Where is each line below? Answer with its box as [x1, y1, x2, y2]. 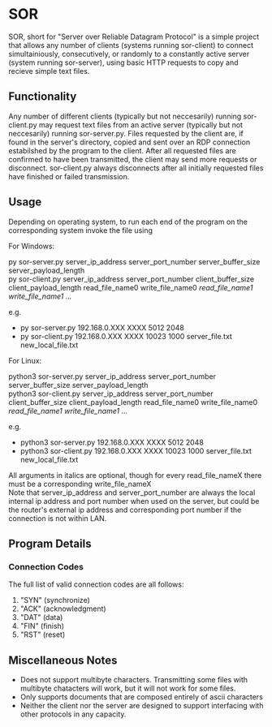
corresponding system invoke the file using [8, 225, 153, 235]
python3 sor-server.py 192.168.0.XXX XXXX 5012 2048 [19, 437, 205, 447]
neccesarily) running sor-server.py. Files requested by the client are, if [8, 128, 244, 138]
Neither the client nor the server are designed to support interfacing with [19, 701, 264, 711]
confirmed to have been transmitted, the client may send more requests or [8, 154, 257, 164]
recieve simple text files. [8, 66, 90, 75]
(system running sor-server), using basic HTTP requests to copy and [8, 58, 239, 67]
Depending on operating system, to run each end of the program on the [8, 217, 248, 226]
